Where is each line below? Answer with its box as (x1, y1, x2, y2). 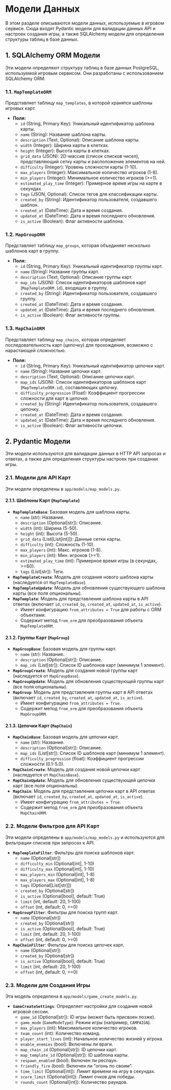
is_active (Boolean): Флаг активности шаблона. (20, 218, 124, 225)
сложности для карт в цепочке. (20, 395, 89, 401)
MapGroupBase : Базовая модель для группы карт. (12, 646, 117, 652)
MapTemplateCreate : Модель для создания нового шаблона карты (12, 574, 154, 580)
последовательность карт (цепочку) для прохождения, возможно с (5, 342, 153, 348)
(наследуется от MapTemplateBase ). (12, 579, 87, 585)
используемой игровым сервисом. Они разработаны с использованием (5, 70, 164, 76)
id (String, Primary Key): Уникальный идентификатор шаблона (20, 120, 155, 127)
